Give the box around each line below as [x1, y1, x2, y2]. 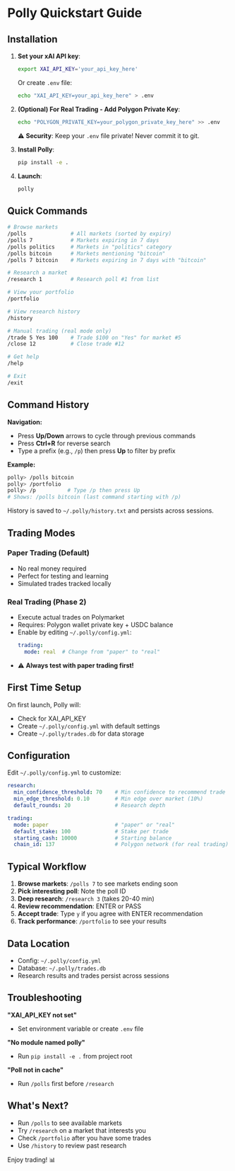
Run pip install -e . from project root [17, 1051, 133, 1060]
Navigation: [7, 418, 42, 426]
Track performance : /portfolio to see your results [17, 917, 167, 925]
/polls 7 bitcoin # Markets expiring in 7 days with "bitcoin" [7, 256, 207, 263]
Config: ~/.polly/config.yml [17, 956, 101, 964]
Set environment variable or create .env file [17, 1024, 144, 1033]
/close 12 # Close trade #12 [7, 341, 125, 348]
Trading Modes [7, 527, 76, 539]
